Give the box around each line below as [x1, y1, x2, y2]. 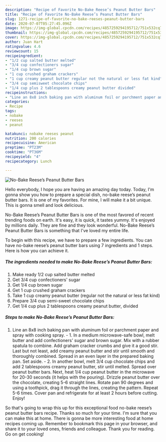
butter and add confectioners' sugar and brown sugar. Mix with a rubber [12, 337, 160, 343]
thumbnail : [5, 30, 28, 35]
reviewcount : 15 [5, 49, 39, 53]
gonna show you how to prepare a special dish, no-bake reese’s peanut [5, 192, 151, 197]
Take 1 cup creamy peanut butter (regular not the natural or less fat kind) [12, 293, 161, 298]
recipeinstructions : [5, 90, 48, 95]
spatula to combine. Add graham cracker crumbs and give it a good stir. [12, 343, 159, 348]
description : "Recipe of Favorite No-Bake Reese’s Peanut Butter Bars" [5, 7, 156, 12]
